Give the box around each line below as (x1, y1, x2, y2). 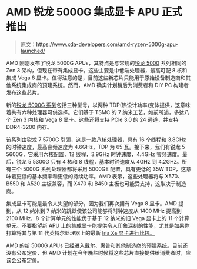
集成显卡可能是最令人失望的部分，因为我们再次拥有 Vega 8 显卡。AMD (6, 200, 178, 207)
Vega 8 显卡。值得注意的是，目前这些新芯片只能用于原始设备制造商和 (17, 74, 186, 81)
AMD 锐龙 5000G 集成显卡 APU (6, 5, 160, 19)
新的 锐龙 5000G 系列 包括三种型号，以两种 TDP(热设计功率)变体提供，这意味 (6, 101, 191, 108)
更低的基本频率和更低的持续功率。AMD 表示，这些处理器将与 (16, 172, 164, 180)
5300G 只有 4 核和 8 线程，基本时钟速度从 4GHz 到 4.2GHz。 (32, 158, 182, 165)
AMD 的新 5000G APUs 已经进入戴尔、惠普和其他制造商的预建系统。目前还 (6, 242, 188, 249)
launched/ (20, 47, 45, 54)
